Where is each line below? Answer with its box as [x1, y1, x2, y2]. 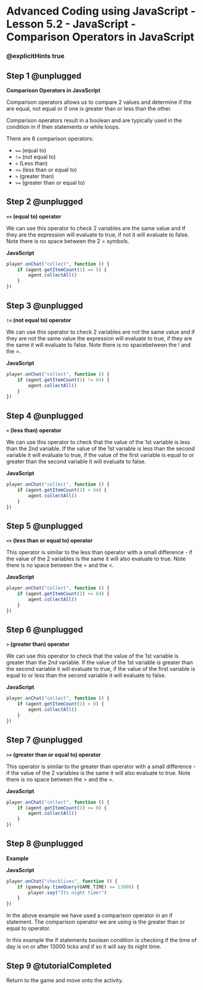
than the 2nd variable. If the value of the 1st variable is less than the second [6, 445, 195, 452]
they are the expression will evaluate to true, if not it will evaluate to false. [6, 231, 190, 238]
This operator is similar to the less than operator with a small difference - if [6, 549, 193, 556]
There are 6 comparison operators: [6, 135, 94, 142]
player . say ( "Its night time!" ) [28, 889, 107, 896]
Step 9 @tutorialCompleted [6, 960, 112, 971]
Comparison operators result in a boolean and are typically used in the [6, 117, 182, 124]
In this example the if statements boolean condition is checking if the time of [6, 937, 197, 944]
